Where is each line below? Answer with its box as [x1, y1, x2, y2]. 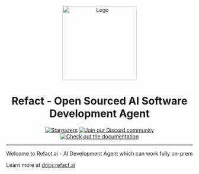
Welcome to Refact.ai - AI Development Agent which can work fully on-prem [6, 150, 193, 157]
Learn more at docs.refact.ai [6, 161, 76, 169]
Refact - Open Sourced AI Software [11, 94, 188, 108]
